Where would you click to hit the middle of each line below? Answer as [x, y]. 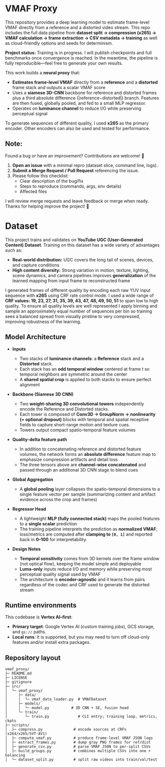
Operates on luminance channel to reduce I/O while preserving [77, 108]
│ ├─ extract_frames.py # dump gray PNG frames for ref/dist [78, 742]
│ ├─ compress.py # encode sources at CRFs [66, 730]
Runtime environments [41, 605]
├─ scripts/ [17, 725]
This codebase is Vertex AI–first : [39, 617]
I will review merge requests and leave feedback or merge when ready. [77, 201]
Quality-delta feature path [40, 439]
